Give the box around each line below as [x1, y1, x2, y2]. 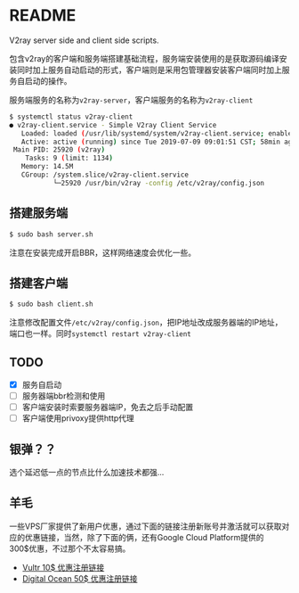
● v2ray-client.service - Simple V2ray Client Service [9, 120, 217, 129]
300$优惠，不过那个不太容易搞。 [9, 543, 131, 554]
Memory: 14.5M [20, 162, 74, 171]
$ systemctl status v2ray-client [9, 112, 133, 121]
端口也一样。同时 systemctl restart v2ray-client [9, 328, 191, 339]
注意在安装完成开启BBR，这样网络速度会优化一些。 [9, 247, 197, 258]
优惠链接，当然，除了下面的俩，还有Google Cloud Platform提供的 [24, 531, 264, 542]
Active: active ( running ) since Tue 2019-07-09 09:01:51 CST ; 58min [20, 137, 280, 146]
